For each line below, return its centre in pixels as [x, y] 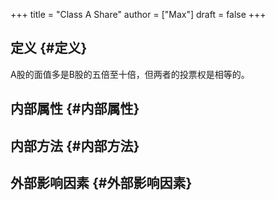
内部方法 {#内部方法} [75, 145]
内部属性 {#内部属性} [75, 109]
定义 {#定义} [49, 48]
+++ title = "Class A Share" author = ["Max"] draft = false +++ [138, 14]
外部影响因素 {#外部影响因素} [101, 182]
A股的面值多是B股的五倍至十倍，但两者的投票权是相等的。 [130, 74]
